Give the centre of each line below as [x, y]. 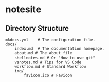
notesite [23, 9]
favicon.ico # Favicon [48, 75]
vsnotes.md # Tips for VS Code [48, 62]
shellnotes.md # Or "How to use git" [55, 58]
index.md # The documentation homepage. [59, 49]
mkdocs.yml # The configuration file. [50, 40]
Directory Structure [37, 28]
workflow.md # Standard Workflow [50, 67]
